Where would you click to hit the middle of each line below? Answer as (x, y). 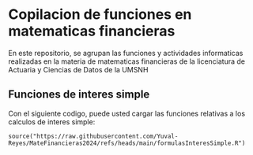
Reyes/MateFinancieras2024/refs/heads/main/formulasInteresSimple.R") (127, 143)
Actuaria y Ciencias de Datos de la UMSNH (78, 69)
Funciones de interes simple (79, 95)
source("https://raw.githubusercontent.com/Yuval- (93, 136)
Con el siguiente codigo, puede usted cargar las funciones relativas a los (127, 113)
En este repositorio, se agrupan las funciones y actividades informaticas (126, 53)
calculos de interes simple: (52, 122)
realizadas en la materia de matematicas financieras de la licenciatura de (127, 61)
